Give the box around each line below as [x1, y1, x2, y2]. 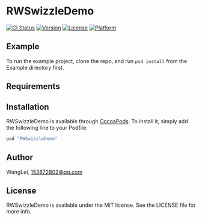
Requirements [6, 81, 60, 91]
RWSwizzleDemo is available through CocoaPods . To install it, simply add [6, 117, 188, 124]
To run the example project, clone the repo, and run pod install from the [6, 57, 188, 64]
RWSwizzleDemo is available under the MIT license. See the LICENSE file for [6, 201, 196, 209]
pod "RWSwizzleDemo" [6, 135, 58, 142]
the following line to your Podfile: [6, 124, 88, 131]
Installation [6, 102, 49, 112]
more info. [6, 208, 32, 215]
